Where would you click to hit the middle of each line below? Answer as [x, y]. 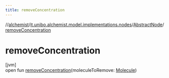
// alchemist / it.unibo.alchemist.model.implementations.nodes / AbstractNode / [85, 24]
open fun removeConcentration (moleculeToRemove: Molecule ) [71, 70]
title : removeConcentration [35, 10]
